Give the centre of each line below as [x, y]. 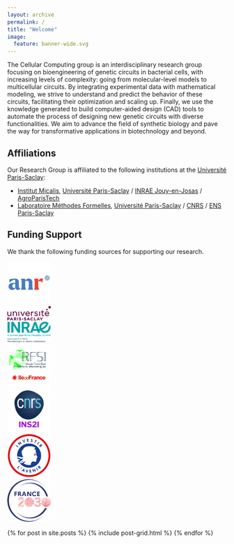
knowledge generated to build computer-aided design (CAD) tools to [106, 109]
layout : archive [31, 15]
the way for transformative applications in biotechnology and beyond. [107, 131]
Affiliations [32, 153]
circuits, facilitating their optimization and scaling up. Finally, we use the [110, 102]
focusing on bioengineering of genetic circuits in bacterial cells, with [105, 72]
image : [17, 37]
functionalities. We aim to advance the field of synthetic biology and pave [112, 124]
